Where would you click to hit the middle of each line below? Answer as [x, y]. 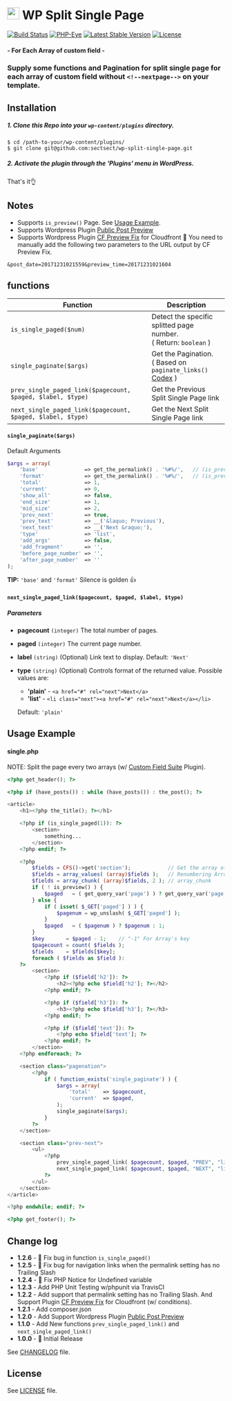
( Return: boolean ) [181, 342]
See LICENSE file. [32, 1390]
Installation [32, 108]
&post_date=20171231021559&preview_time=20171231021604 [89, 264]
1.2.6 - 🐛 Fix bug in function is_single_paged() [84, 1257]
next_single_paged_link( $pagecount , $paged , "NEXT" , [135, 1169]
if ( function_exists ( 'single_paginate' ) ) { [110, 1079]
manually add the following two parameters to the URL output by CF [114, 244]
